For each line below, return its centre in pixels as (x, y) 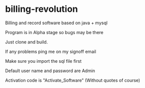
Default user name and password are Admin (50, 71)
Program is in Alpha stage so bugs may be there (54, 32)
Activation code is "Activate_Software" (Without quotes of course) (73, 80)
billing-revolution (42, 9)
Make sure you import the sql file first (43, 61)
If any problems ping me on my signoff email (51, 51)
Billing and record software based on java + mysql (56, 23)
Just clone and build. (27, 42)
